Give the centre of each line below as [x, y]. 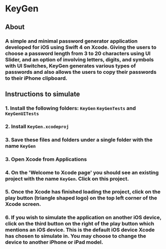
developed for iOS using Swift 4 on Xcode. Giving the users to [81, 47]
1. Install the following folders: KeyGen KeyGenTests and [71, 108]
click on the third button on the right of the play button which [80, 224]
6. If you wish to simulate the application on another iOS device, [83, 217]
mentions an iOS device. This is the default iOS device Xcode [80, 230]
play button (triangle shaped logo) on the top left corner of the [81, 198]
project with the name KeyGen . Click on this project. [67, 179]
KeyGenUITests [22, 114]
